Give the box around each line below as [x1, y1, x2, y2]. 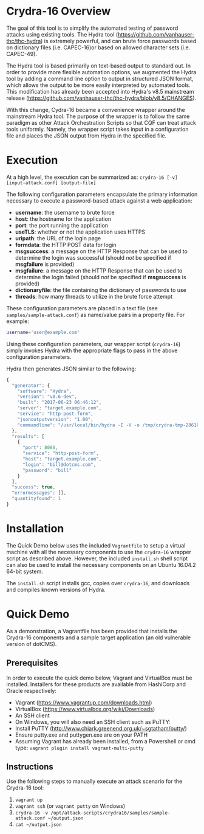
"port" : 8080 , [22, 445, 59, 451]
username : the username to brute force [15, 209, 115, 216]
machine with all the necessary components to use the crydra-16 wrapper [6, 548, 192, 555]
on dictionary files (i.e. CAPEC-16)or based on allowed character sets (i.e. [6, 44, 191, 51]
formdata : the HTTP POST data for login [15, 241, 117, 248]
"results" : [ [12, 433, 45, 439]
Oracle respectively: [6, 687, 56, 694]
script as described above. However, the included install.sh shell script [6, 555, 188, 562]
